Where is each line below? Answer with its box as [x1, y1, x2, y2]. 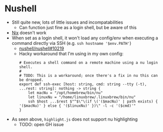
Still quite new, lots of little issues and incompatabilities [11, 19, 123, 25]
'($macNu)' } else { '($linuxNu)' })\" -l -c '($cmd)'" [19, 103, 136, 108]
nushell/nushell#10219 [19, 45, 64, 51]
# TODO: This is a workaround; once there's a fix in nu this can [19, 73, 158, 78]
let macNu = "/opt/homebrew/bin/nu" [28, 90, 103, 95]
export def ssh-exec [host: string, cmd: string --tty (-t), [19, 82, 147, 87]
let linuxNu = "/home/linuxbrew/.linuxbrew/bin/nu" [28, 95, 136, 99]
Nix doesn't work [11, 30, 47, 35]
